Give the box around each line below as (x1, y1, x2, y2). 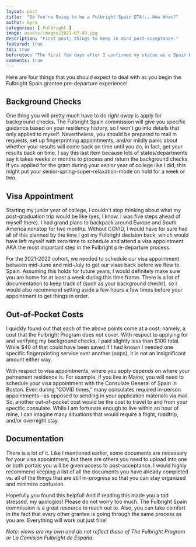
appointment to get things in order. (6, 293, 89, 300)
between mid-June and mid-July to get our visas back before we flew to (6, 261, 180, 269)
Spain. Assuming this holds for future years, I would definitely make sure (6, 268, 180, 275)
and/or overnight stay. (6, 417, 60, 424)
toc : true (6, 47, 30, 53)
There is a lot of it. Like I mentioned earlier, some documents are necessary (6, 449, 187, 456)
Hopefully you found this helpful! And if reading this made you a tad (6, 491, 169, 498)
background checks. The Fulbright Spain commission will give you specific (6, 118, 185, 126)
